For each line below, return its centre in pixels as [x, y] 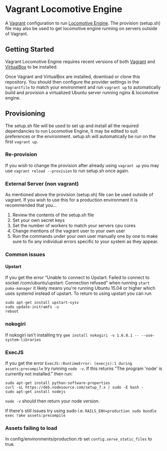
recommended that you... [31, 205]
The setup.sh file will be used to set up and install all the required [72, 126]
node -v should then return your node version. [52, 401]
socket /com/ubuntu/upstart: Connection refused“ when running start [78, 283]
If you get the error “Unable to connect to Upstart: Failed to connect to [77, 278]
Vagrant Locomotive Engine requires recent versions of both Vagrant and [80, 62]
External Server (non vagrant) [42, 184]
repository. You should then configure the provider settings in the [72, 82]
